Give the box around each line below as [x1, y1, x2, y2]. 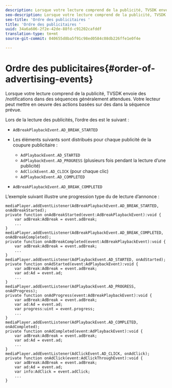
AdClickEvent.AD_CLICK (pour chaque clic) [20, 168, 109, 174]
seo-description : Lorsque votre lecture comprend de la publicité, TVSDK [5, 12, 166, 17]
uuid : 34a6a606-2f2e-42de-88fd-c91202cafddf [5, 27, 102, 32]
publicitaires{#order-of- [50, 62, 155, 74]
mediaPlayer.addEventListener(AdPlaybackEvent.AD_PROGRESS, [5, 284, 137, 289]
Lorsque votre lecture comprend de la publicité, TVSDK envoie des [5, 90, 146, 96]
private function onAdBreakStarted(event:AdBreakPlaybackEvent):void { [5, 212, 161, 218]
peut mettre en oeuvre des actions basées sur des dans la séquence [5, 101, 150, 107]
